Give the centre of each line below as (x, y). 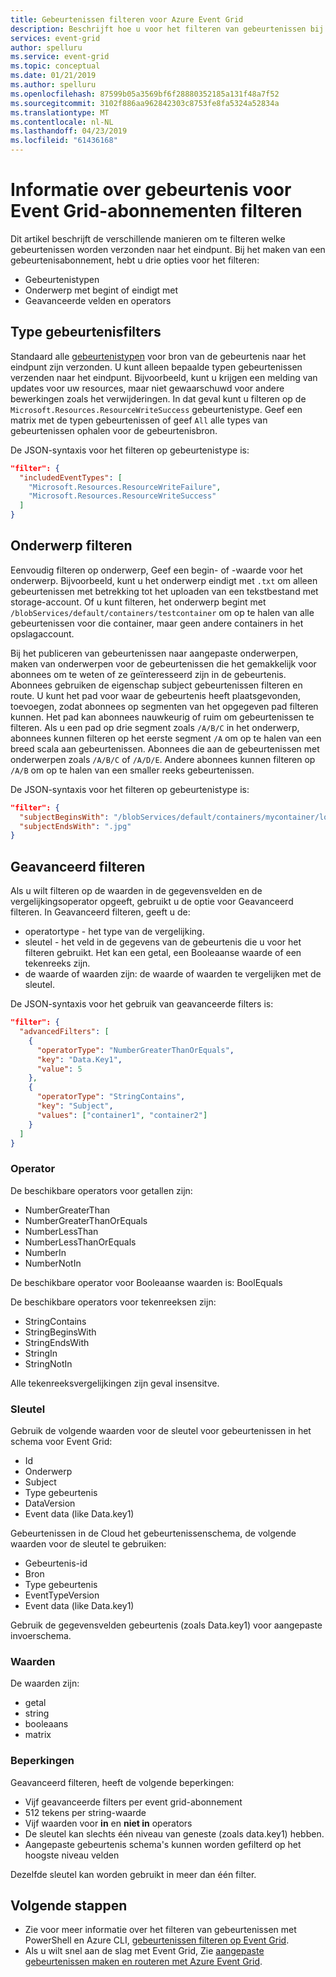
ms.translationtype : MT (60, 112)
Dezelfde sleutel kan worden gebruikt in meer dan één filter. (133, 1874)
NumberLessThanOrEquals (80, 1242)
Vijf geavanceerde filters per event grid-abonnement (133, 1802)
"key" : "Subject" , (75, 1106)
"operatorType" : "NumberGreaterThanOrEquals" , (135, 1050)
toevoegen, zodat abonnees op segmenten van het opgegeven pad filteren (164, 706)
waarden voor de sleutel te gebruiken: (88, 1543)
